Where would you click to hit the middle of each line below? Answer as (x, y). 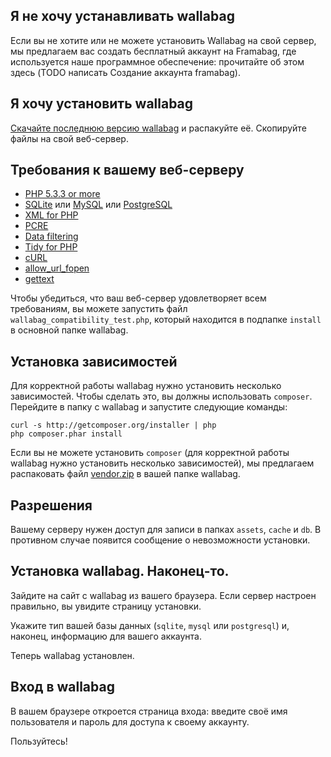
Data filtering (51, 236)
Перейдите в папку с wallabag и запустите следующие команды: (149, 407)
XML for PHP (51, 215)
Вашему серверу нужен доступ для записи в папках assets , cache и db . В (166, 530)
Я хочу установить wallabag (102, 104)
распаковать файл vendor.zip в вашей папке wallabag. (125, 474)
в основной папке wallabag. (69, 330)
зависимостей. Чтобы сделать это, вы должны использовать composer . (161, 396)
